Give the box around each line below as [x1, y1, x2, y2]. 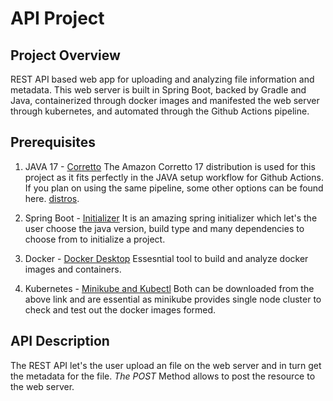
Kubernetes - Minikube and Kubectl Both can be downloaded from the [24, 282, 315, 294]
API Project [10, 7, 105, 30]
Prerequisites [10, 134, 96, 151]
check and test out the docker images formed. [24, 303, 217, 316]
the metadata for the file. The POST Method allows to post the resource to [10, 370, 316, 382]
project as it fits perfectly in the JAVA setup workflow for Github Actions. [24, 171, 324, 183]
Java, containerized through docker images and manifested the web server [10, 95, 320, 106]
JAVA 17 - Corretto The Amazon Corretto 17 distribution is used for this [24, 160, 316, 172]
